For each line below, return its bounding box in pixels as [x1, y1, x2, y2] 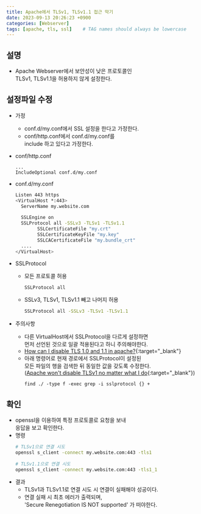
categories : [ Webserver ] [6, 20, 69, 26]
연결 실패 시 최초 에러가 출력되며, [24, 493, 102, 501]
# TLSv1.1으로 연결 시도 [15, 461, 71, 467]
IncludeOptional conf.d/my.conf [15, 169, 97, 176]
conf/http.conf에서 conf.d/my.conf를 [24, 132, 115, 140]
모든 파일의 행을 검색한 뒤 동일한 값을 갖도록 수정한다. [24, 362, 151, 369]
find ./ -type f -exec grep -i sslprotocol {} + [24, 381, 150, 387]
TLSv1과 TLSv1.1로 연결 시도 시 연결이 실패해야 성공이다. [24, 486, 158, 493]
